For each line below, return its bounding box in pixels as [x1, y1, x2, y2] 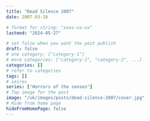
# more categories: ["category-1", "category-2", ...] [6, 57, 142, 63]
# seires [6, 78, 27, 85]
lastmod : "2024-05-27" [6, 30, 61, 36]
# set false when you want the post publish [6, 40, 116, 47]
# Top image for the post [6, 89, 69, 95]
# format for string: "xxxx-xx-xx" [6, 25, 93, 30]
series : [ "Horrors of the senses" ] [6, 84, 93, 90]
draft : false [6, 46, 38, 52]
